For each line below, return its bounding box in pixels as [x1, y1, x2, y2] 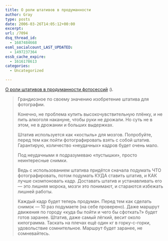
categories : [5, 63, 30, 68]
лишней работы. [17, 189, 53, 194]
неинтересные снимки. [17, 157, 68, 164]
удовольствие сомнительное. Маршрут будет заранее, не [17, 225, 143, 231]
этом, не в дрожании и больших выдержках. [17, 122, 114, 128]
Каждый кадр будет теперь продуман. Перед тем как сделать [17, 198, 152, 204]
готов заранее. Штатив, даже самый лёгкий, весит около [17, 214, 141, 220]
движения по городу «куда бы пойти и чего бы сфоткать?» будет [17, 209, 157, 215]
